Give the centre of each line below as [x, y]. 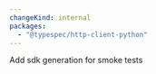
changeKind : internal [50, 18]
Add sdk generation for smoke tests [76, 60]
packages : [28, 26]
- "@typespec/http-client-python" [83, 34]
